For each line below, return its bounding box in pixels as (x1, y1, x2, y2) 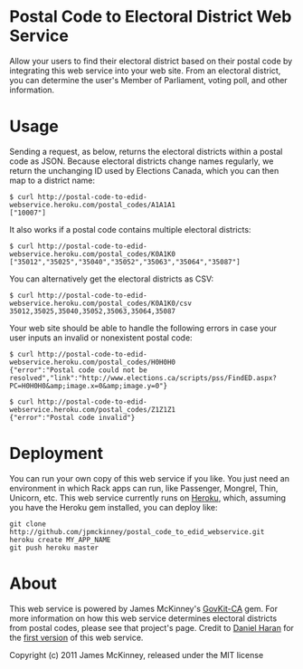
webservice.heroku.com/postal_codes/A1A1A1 (9, 200, 176, 209)
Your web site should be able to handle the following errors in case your (9, 322, 278, 333)
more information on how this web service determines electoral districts (9, 613, 278, 624)
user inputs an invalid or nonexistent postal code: (9, 332, 193, 343)
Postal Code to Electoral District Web (9, 6, 292, 27)
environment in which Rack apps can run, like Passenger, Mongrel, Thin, (9, 483, 279, 493)
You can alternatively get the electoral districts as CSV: (9, 273, 214, 284)
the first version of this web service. (9, 632, 144, 643)
